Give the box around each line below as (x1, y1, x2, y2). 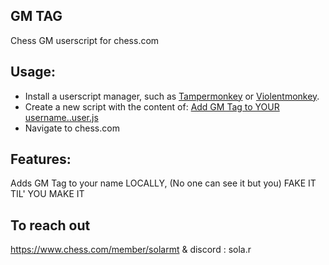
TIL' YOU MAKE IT (10, 188, 85, 200)
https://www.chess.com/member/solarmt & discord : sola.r (10, 244, 252, 256)
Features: (10, 151, 72, 168)
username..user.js (24, 111, 99, 123)
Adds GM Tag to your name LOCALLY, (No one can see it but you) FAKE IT (10, 177, 317, 189)
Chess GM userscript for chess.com (10, 34, 160, 46)
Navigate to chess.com (24, 122, 120, 134)
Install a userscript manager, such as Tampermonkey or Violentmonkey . (24, 90, 320, 102)
